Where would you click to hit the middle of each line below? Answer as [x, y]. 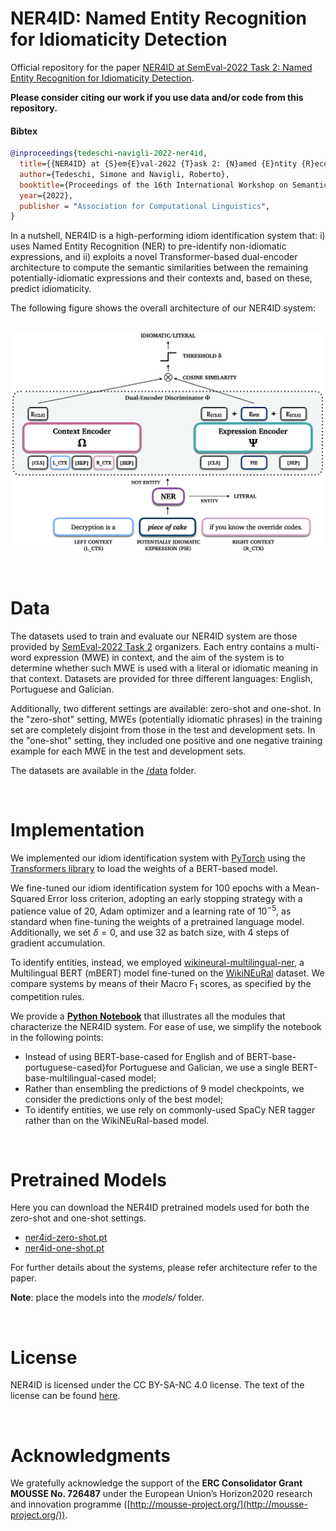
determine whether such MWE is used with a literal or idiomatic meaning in [164, 668]
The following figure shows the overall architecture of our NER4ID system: [163, 308]
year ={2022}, [46, 195]
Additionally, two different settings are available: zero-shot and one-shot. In [166, 709]
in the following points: [57, 1037]
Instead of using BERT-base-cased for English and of [134, 1056]
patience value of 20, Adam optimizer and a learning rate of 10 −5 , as [151, 910]
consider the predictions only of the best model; [123, 1099]
